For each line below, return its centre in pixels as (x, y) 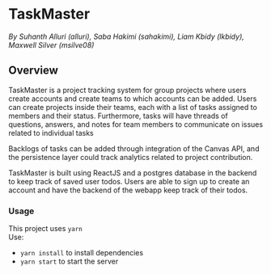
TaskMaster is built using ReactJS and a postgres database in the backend (133, 173)
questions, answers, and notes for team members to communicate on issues (136, 124)
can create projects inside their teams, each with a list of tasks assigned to (133, 107)
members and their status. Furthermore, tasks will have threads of (118, 116)
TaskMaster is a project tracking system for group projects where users (127, 90)
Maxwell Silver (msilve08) (51, 44)
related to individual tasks (51, 133)
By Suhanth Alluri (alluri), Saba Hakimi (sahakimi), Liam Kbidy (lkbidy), (127, 36)
